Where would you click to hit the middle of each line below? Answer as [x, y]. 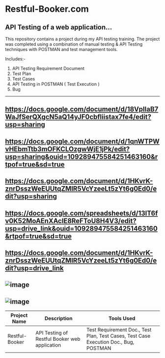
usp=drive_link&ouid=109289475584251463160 [82, 229]
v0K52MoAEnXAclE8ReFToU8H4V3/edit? [71, 221]
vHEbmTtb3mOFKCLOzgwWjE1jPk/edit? [68, 149]
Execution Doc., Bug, [110, 342]
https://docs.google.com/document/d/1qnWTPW [82, 141]
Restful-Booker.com [47, 9]
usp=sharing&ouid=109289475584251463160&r [82, 156]
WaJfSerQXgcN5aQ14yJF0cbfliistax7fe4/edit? [78, 117]
